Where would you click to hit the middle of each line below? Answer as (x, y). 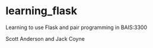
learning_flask (42, 11)
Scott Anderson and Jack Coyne (45, 39)
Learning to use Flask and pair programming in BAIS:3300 (76, 27)
